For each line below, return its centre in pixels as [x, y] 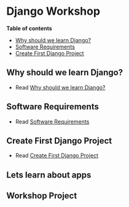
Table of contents [29, 28]
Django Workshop [53, 11]
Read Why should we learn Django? [60, 87]
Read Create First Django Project [57, 155]
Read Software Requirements [52, 122]
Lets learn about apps [49, 175]
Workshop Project [42, 196]
